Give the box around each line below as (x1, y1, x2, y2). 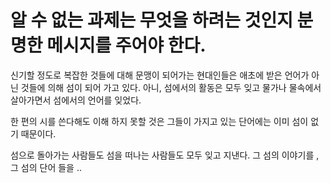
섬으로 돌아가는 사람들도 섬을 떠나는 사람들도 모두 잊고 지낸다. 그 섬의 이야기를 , (10, 149, 320, 161)
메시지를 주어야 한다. (46, 34, 207, 57)
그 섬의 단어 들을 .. (10, 161, 82, 173)
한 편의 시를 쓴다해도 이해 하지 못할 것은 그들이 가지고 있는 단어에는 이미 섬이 (10, 115, 309, 127)
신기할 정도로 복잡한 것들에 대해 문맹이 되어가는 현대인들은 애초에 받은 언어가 (10, 69, 310, 81)
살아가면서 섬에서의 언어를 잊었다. (10, 94, 142, 106)
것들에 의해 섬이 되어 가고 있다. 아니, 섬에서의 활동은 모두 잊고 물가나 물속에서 (20, 81, 322, 93)
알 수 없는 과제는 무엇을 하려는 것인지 (10, 9, 293, 32)
